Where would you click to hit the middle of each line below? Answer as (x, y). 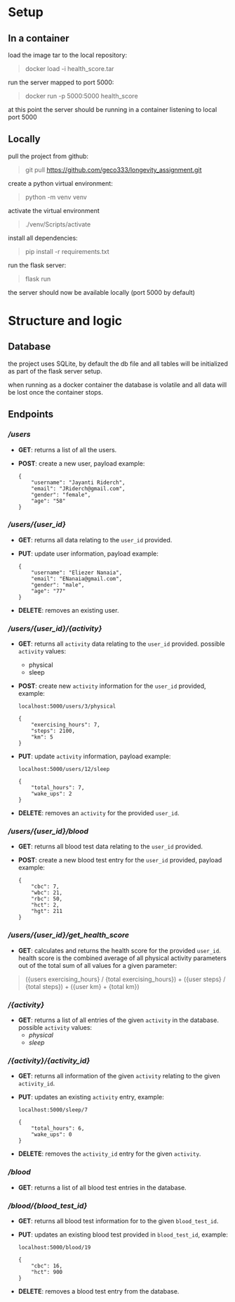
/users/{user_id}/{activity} (55, 628)
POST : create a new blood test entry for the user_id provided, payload (120, 860)
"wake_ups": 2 (52, 794)
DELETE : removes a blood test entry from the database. (99, 1291)
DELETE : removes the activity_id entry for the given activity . (109, 1154)
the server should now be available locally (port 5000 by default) (102, 292)
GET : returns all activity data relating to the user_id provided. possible (121, 644)
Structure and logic (65, 321)
